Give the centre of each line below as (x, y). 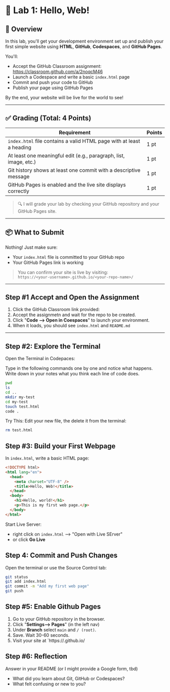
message (19, 176)
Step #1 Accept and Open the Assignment (72, 298)
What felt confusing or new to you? (49, 684)
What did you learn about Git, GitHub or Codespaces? (69, 678)
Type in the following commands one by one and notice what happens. (79, 368)
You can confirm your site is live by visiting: (63, 272)
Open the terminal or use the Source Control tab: (56, 567)
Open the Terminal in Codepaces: (40, 359)
